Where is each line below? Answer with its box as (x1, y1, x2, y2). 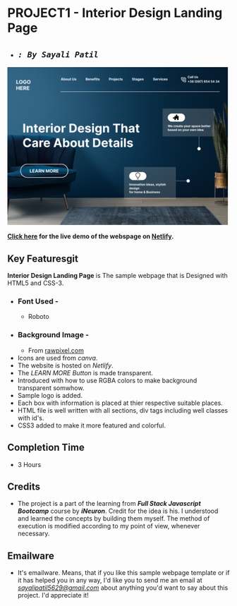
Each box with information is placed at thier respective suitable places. (17, 399, 224, 407)
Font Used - (17, 296, 59, 306)
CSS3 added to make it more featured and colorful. (17, 421, 166, 430)
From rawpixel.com (28, 346, 85, 354)
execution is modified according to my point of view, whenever (17, 522, 200, 531)
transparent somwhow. (17, 383, 85, 392)
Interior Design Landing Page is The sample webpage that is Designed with (7, 272, 228, 280)
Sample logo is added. (17, 391, 83, 399)
